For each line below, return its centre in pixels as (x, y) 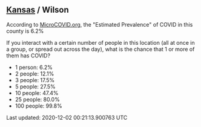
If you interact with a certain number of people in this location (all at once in (100, 42)
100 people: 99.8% (38, 106)
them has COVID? (28, 55)
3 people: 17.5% (35, 80)
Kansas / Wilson (38, 10)
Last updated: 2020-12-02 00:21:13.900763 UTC (67, 117)
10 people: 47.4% (37, 93)
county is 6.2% (25, 31)
